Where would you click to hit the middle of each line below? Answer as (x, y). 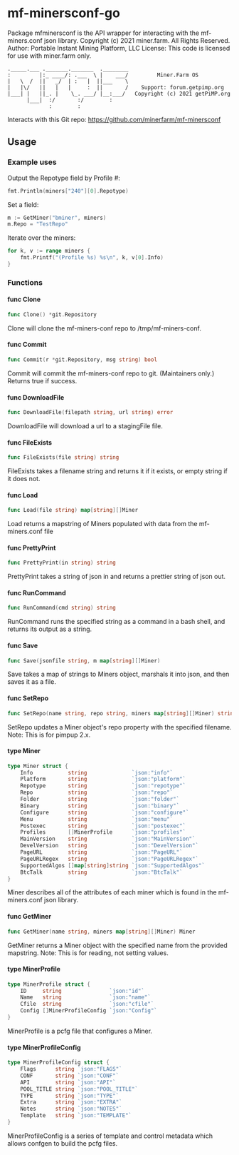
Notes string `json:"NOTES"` (71, 1109)
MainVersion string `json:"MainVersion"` (108, 839)
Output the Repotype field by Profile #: (64, 178)
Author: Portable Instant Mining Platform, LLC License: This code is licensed (119, 48)
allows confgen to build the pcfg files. (63, 1143)
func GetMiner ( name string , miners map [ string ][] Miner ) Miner (101, 932)
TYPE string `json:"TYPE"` (70, 1096)
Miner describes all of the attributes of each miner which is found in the (112, 892)
